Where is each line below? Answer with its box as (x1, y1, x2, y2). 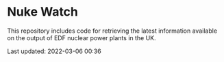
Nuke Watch (7, 4, 79, 20)
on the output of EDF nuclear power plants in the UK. (7, 33, 156, 42)
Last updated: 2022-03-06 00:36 (7, 47, 101, 55)
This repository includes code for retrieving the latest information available (7, 27, 218, 35)
